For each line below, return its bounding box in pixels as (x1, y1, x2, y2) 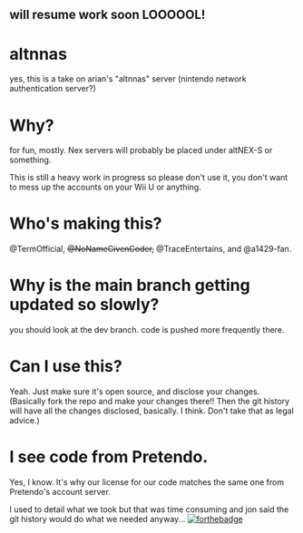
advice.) (9, 415, 41, 426)
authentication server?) (9, 83, 97, 94)
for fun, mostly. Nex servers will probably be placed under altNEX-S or (9, 145, 273, 156)
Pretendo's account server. (9, 487, 111, 498)
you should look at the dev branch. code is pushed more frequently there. (9, 325, 285, 335)
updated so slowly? (9, 295, 160, 315)
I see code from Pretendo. (9, 447, 209, 468)
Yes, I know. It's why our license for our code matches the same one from (9, 477, 284, 488)
